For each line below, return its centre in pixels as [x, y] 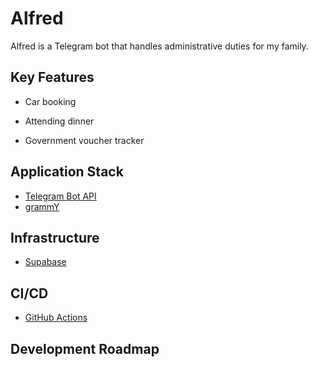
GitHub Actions [56, 318]
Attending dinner [59, 121]
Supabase [45, 262]
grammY [42, 206]
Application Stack [67, 172]
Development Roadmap [85, 348]
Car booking [50, 101]
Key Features [52, 77]
